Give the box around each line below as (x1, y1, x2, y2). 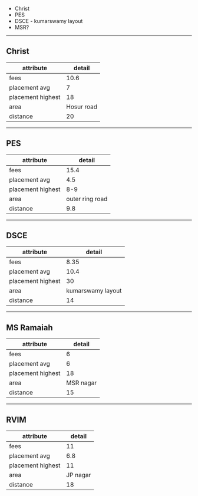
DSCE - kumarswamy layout (14, 18, 83, 24)
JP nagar (66, 471, 91, 479)
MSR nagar (66, 379, 97, 387)
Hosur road (66, 103, 98, 111)
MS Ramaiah (6, 323, 53, 333)
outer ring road (66, 195, 108, 203)
